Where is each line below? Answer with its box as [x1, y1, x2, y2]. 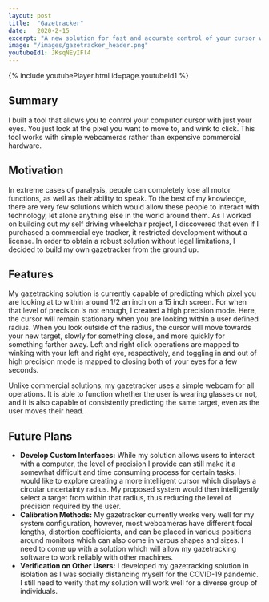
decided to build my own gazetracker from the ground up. [8, 245, 199, 254]
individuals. [19, 587, 58, 596]
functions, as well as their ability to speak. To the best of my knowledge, [8, 193, 247, 203]
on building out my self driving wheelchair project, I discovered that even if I [8, 219, 259, 229]
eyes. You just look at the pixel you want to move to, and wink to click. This [8, 123, 255, 133]
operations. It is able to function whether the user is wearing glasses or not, [8, 389, 258, 399]
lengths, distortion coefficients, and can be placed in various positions [19, 527, 252, 536]
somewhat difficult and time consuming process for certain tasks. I [19, 468, 240, 477]
